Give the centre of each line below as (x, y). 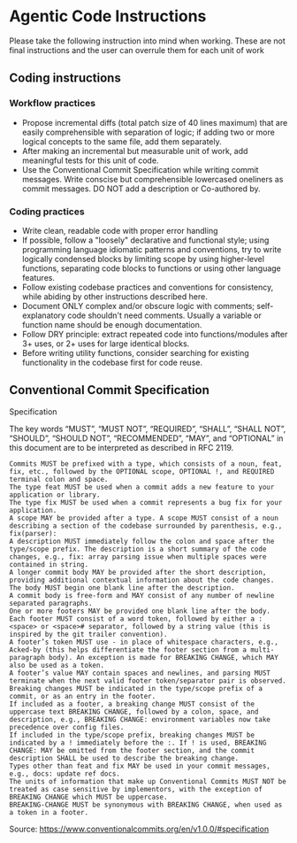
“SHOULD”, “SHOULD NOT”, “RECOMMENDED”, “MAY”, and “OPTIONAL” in (146, 438)
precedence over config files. (67, 727)
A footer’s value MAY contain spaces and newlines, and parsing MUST (140, 673)
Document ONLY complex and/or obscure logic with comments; (138, 305)
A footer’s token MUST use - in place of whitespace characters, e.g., (144, 642)
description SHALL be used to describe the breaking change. (124, 758)
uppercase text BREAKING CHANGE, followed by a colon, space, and (134, 712)
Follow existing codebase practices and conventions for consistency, (148, 287)
